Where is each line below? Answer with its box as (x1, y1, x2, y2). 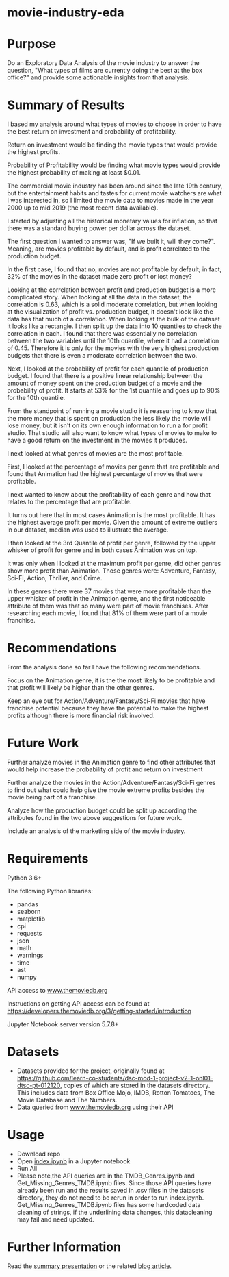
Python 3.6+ (7, 873, 42, 882)
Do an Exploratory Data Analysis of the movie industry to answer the (7, 59, 200, 67)
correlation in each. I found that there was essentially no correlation (7, 330, 198, 338)
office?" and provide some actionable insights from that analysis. (7, 73, 190, 82)
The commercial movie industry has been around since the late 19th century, (7, 182, 223, 190)
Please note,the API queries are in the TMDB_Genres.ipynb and (16, 1171, 195, 1180)
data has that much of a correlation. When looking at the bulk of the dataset (7, 315, 220, 323)
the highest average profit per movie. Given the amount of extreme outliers (7, 519, 218, 527)
